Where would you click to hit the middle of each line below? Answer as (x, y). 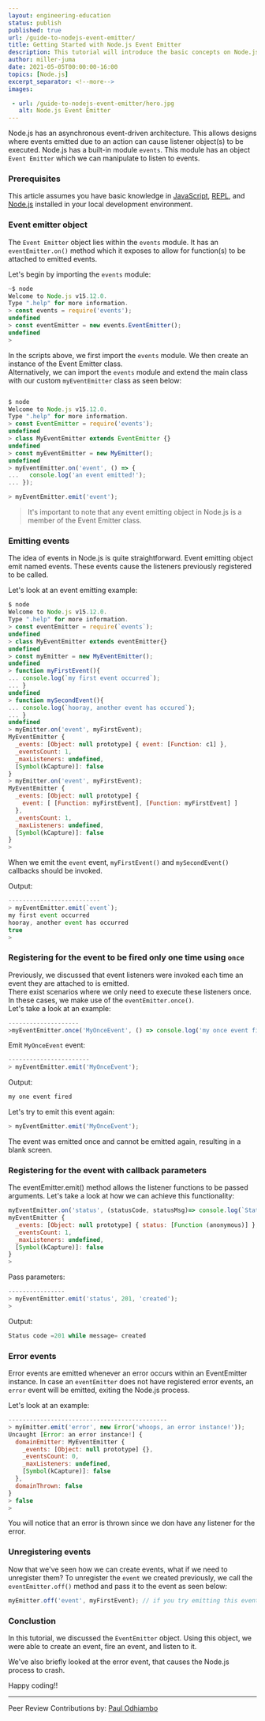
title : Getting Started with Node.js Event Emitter (95, 45)
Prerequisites (34, 179)
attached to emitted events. (52, 259)
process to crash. (37, 1670)
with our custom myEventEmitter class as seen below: (95, 380)
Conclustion (32, 1621)
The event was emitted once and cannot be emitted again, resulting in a (125, 1141)
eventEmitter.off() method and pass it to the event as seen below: (118, 1586)
